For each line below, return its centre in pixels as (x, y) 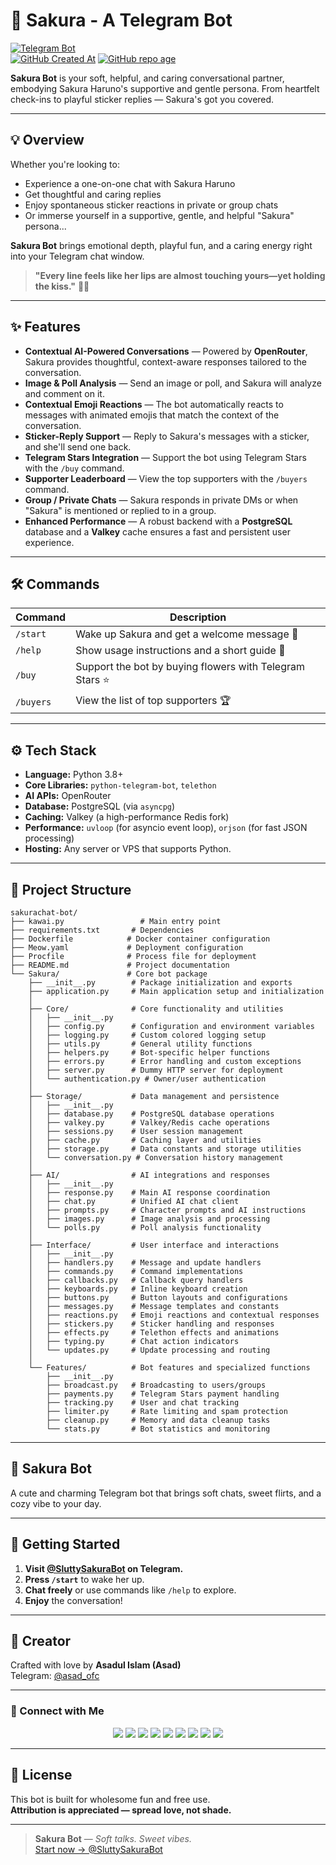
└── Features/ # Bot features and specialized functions (169, 1368)
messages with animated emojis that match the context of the (152, 415)
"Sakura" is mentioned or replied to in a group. (120, 510)
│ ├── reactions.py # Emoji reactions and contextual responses (174, 1315)
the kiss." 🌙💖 (62, 286)
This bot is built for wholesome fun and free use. (110, 1799)
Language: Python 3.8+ (74, 775)
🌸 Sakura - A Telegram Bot (121, 20)
